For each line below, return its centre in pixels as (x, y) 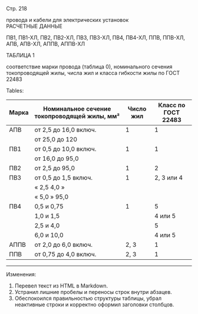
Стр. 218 (17, 9)
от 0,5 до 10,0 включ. (65, 149)
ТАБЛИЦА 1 (20, 55)
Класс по (172, 105)
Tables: (15, 90)
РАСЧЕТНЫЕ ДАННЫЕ (34, 26)
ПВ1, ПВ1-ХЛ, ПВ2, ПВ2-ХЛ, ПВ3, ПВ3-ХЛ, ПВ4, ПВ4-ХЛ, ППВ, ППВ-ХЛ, (96, 37)
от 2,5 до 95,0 (55, 168)
